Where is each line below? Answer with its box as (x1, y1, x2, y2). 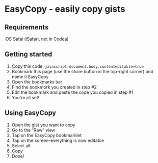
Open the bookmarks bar (11, 79, 62, 84)
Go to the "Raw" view (11, 127, 55, 133)
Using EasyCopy (4, 109, 56, 117)
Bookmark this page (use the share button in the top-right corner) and (11, 68, 154, 74)
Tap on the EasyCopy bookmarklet (11, 132, 82, 138)
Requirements (4, 23, 49, 31)
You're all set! (11, 94, 40, 100)
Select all (11, 142, 30, 148)
